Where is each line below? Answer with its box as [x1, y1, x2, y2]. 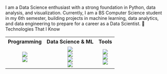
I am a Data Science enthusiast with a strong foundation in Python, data [5, 5, 156, 10]
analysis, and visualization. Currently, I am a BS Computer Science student [5, 10, 162, 16]
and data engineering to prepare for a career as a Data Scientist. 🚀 [5, 20, 145, 27]
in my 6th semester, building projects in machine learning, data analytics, [5, 15, 159, 21]
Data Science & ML [46, 38, 93, 45]
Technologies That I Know [5, 26, 60, 32]
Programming [8, 38, 42, 45]
